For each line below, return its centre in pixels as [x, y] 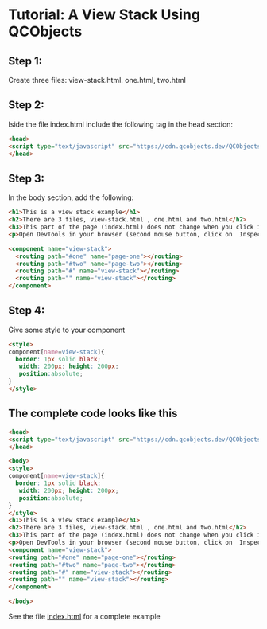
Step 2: [27, 105]
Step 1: [25, 61]
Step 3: [27, 178]
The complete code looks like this [93, 414]
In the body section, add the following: [71, 197]
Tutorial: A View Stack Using [104, 15]
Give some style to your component [67, 330]
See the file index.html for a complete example [84, 616]
